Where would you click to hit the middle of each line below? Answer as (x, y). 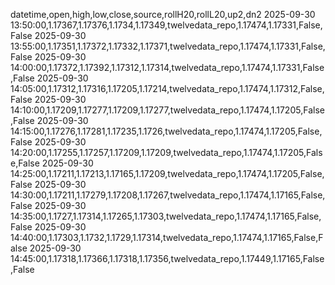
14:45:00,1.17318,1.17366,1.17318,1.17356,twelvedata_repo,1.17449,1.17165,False (167, 258)
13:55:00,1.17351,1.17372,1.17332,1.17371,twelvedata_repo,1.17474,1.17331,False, (168, 46)
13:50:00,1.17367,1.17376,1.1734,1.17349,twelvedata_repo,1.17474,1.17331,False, (166, 25)
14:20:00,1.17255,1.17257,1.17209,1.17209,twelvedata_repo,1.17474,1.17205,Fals (166, 152)
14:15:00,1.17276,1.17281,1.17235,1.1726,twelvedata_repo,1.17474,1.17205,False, (166, 131)
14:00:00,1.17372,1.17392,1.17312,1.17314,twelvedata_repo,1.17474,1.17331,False (167, 67)
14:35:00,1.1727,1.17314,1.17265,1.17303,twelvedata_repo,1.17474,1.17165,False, (166, 216)
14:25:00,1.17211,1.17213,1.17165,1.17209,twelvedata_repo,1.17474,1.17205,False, (167, 173)
